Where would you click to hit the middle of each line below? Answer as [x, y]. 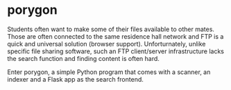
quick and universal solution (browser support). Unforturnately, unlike [106, 44]
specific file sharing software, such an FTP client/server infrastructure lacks [115, 51]
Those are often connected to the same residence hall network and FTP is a [115, 36]
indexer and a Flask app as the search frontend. [76, 79]
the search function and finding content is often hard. [83, 58]
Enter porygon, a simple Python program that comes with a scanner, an [109, 72]
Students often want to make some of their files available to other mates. [111, 29]
